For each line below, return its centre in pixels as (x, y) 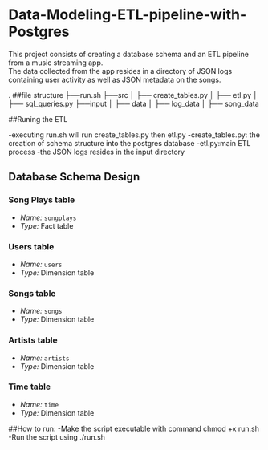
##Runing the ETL (38, 119)
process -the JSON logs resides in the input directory (97, 152)
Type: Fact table (47, 225)
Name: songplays (48, 217)
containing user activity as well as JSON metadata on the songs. (115, 79)
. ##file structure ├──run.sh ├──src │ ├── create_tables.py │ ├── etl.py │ (133, 95)
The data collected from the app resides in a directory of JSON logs (120, 71)
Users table (31, 246)
